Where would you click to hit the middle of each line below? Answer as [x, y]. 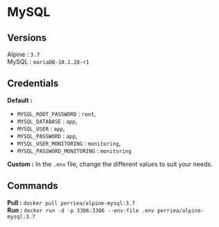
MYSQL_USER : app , [41, 128]
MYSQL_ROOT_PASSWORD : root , [56, 113]
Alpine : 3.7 [24, 54]
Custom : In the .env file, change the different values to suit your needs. [110, 164]
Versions [27, 38]
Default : [20, 100]
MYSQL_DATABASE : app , [47, 121]
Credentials [33, 84]
